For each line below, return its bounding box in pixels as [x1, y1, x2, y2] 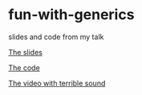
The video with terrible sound [8, 78, 106, 88]
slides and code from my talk [8, 32, 104, 42]
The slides [8, 47, 43, 57]
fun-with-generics [8, 6, 135, 24]
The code [8, 62, 40, 73]
